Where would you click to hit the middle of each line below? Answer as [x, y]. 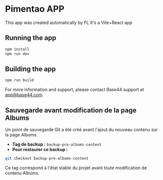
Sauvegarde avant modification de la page [71, 110]
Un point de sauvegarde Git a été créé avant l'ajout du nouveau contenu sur [81, 130]
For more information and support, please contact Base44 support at [75, 90]
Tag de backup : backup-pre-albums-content [57, 144]
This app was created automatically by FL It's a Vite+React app [69, 22]
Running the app [31, 38]
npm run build [20, 80]
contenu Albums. [22, 173]
